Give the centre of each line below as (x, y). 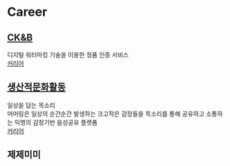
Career (27, 12)
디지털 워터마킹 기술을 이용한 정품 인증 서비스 (68, 55)
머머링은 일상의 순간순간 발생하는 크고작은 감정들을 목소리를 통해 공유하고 (106, 114)
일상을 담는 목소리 (31, 105)
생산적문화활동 (37, 87)
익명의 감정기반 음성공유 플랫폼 (56, 122)
